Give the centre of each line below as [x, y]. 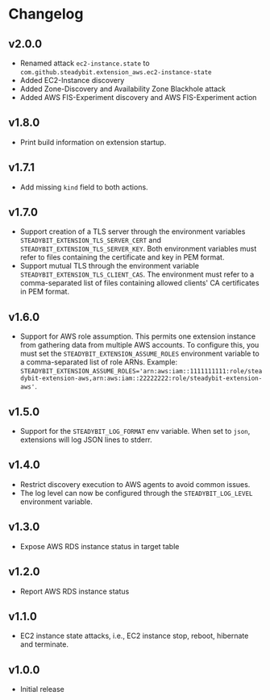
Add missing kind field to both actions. [84, 187]
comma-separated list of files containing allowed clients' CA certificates [139, 283]
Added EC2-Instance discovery [72, 80]
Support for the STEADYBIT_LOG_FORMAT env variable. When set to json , [135, 431]
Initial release [42, 690]
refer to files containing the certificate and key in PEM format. [122, 257]
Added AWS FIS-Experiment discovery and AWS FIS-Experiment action [138, 97]
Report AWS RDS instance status [75, 591]
